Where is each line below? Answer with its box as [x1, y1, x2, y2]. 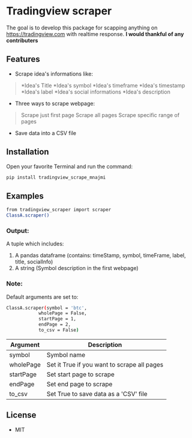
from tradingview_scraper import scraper [6, 207, 112, 213]
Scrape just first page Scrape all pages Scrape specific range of [20, 111, 180, 118]
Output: [6, 226, 29, 235]
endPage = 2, [38, 322, 71, 328]
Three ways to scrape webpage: [14, 100, 95, 107]
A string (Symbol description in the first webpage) [14, 265, 139, 272]
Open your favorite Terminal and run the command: [6, 163, 133, 170]
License [6, 410, 37, 421]
